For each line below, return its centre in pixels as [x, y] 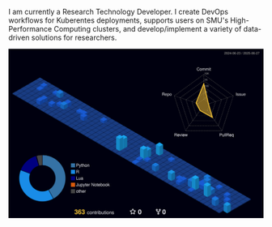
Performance [30, 29]
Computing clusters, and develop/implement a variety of [148, 29]
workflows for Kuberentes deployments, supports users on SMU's [119, 20]
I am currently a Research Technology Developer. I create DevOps [119, 12]
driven [19, 37]
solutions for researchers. [74, 37]
